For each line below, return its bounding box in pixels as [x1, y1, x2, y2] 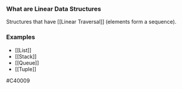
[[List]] [14, 46, 32, 53]
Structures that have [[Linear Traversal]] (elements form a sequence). [6, 18, 177, 26]
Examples [6, 33, 36, 42]
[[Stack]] [14, 53, 37, 60]
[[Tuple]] [14, 65, 37, 72]
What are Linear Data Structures [6, 5, 101, 13]
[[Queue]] [14, 59, 39, 66]
